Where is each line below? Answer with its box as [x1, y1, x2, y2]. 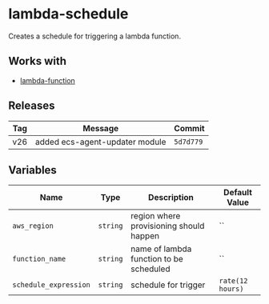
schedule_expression [12, 281, 90, 290]
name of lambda [130, 243, 192, 254]
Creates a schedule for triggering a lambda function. [8, 31, 182, 41]
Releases [8, 99, 55, 113]
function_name [12, 254, 66, 264]
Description [147, 192, 195, 203]
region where [130, 210, 181, 222]
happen [130, 230, 160, 242]
